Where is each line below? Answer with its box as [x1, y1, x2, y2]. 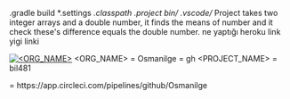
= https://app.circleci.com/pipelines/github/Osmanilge [9, 80, 207, 90]
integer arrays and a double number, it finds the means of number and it [9, 17, 273, 28]
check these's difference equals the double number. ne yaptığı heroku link [9, 27, 281, 37]
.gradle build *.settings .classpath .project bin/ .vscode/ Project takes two [9, 8, 278, 18]
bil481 [9, 62, 31, 73]
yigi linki [9, 36, 40, 46]
